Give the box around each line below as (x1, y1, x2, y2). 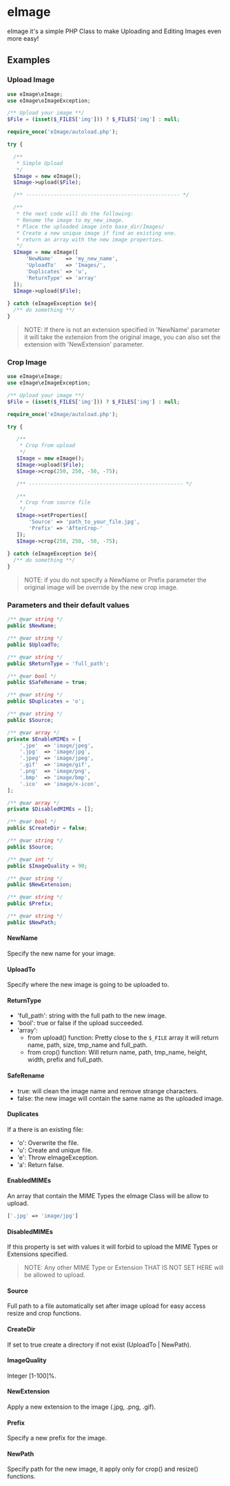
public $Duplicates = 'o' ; (7, 698, 85, 705)
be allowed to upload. (23, 1271, 86, 1279)
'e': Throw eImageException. (17, 1153, 98, 1162)
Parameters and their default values (7, 600, 129, 609)
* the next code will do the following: (16, 211, 134, 217)
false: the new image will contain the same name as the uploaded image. (17, 1094, 224, 1102)
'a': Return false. (17, 1160, 64, 1169)
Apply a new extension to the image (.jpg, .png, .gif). (7, 1402, 156, 1411)
